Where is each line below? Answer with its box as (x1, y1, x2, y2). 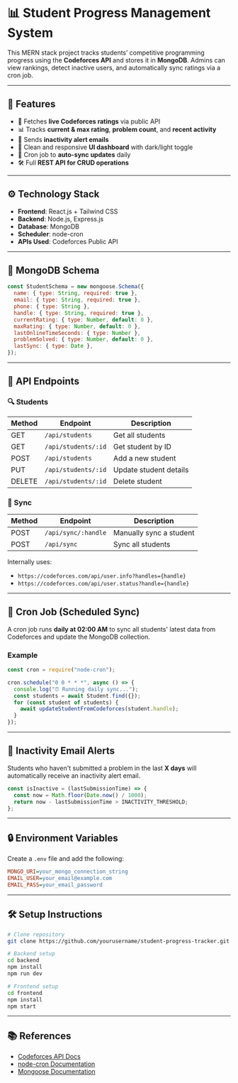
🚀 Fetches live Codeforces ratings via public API (17, 117, 161, 126)
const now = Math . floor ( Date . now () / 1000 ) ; (13, 791, 147, 798)
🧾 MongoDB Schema (7, 264, 100, 276)
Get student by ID (113, 441, 172, 451)
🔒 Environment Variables (7, 832, 118, 844)
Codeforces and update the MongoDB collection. (7, 632, 150, 641)
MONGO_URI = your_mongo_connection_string (7, 868, 129, 876)
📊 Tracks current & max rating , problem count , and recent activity (17, 125, 217, 133)
